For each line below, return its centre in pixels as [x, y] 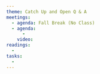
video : [25, 39]
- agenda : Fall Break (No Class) [53, 23]
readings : [19, 45]
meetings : [19, 17]
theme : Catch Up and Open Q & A [46, 12]
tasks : [14, 56]
